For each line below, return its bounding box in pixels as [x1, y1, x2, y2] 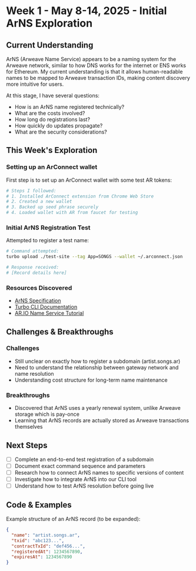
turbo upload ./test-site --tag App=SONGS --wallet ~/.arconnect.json [6, 254, 183, 260]
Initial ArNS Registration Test [6, 223, 91, 232]
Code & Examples [6, 500, 72, 510]
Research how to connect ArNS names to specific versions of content [14, 469, 184, 476]
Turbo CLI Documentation [14, 303, 78, 310]
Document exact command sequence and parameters [14, 463, 146, 470]
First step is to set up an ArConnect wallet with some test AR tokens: [6, 176, 172, 183]
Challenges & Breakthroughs [6, 326, 114, 336]
